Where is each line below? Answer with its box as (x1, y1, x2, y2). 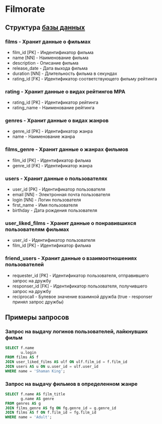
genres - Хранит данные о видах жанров (5, 117, 109, 124)
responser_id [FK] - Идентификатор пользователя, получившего (12, 283, 148, 289)
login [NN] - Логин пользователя (12, 197, 81, 203)
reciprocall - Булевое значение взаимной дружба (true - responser (12, 293, 153, 299)
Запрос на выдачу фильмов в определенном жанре (5, 380, 138, 387)
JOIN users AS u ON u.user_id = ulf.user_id (5, 364, 99, 369)
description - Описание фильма (12, 60, 79, 66)
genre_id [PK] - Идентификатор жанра (12, 128, 93, 135)
